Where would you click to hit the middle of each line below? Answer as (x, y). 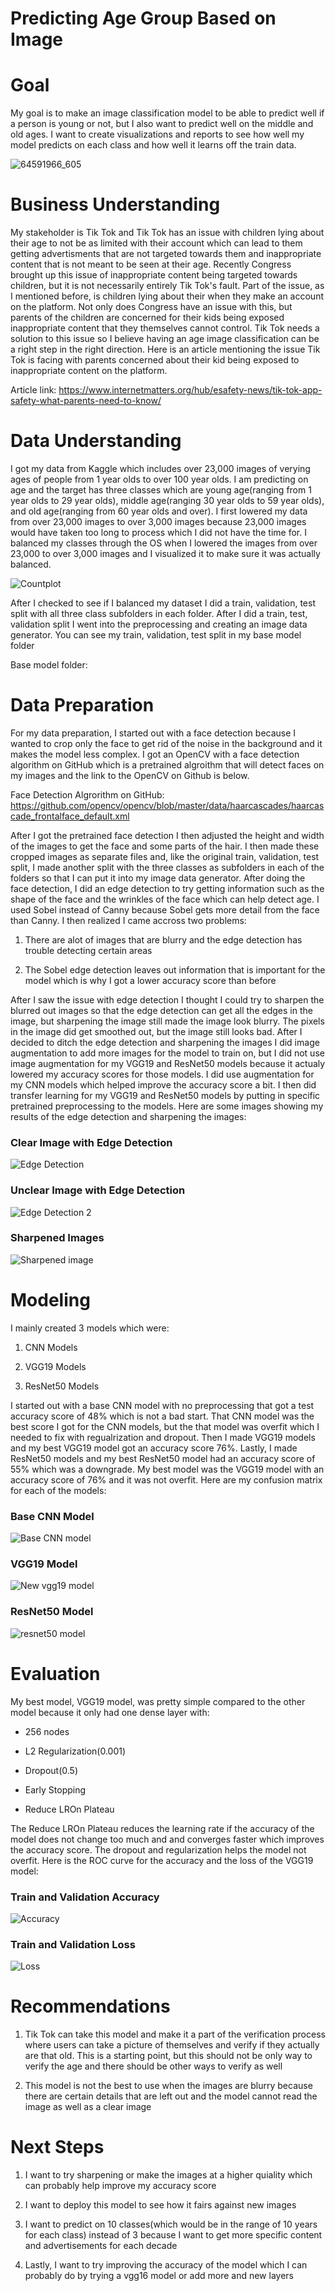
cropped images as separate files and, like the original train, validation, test (165, 856)
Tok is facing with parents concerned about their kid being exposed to (155, 360)
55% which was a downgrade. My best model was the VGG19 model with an (167, 1469)
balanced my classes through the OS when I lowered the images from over (164, 543)
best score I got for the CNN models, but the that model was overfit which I (165, 1426)
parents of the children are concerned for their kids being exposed (147, 318)
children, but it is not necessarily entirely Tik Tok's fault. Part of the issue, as (167, 286)
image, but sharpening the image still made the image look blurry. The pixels (167, 1021)
